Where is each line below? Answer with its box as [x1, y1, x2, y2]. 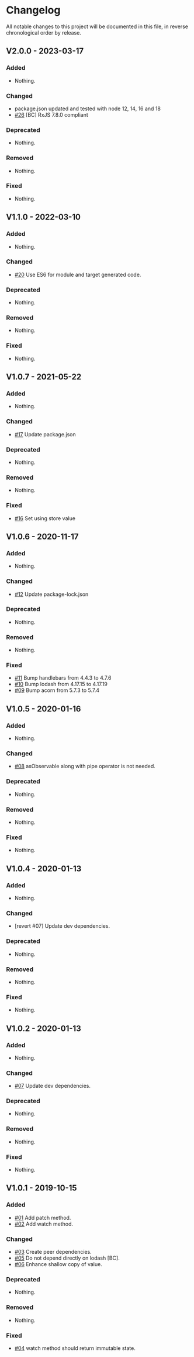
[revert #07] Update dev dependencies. [14, 922, 110, 929]
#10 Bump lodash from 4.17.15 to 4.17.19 [14, 681, 108, 688]
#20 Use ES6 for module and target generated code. [14, 271, 141, 278]
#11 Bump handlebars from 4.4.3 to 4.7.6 [14, 674, 112, 681]
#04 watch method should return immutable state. [14, 1344, 136, 1352]
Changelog [6, 4, 61, 17]
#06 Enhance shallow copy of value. [14, 1261, 102, 1268]
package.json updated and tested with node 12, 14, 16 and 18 [14, 105, 161, 112]
